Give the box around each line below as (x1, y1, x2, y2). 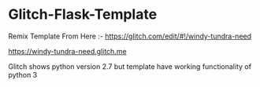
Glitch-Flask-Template (8, 5, 158, 24)
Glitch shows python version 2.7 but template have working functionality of (8, 61, 252, 71)
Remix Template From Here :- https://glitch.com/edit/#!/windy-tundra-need (8, 31, 252, 41)
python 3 (8, 70, 38, 79)
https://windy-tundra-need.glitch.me (8, 46, 128, 56)
